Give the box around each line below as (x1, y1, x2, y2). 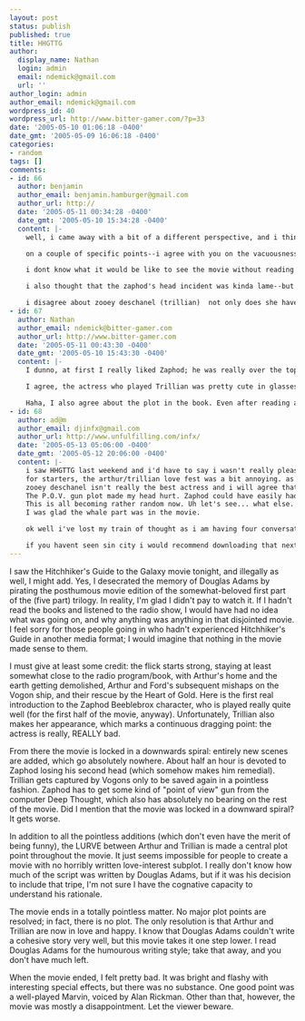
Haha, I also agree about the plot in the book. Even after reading (25, 398, 290, 407)
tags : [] (9, 156, 43, 166)
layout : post (9, 13, 59, 23)
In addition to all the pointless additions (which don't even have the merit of (9, 830, 291, 841)
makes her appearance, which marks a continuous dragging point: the (9, 718, 272, 729)
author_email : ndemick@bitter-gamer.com (17, 323, 172, 332)
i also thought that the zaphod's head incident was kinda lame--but (25, 282, 295, 291)
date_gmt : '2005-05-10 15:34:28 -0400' (17, 215, 169, 225)
